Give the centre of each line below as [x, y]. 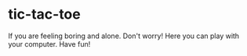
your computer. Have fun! [49, 44]
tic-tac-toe [44, 14]
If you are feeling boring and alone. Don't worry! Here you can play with [124, 36]
